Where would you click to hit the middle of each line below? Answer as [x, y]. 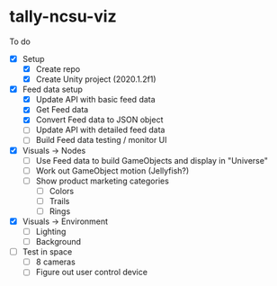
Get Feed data [62, 110]
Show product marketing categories [102, 181]
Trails [59, 201]
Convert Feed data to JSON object [99, 120]
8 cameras [56, 262]
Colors [62, 191]
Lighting [51, 232]
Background [58, 242]
